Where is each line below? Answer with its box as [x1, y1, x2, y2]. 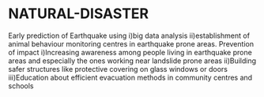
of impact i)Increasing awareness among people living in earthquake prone [8, 47, 253, 57]
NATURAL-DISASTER [8, 5, 149, 23]
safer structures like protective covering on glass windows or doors [8, 64, 228, 73]
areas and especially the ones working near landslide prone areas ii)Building [8, 56, 257, 65]
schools [8, 80, 34, 91]
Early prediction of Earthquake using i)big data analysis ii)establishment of [8, 31, 251, 40]
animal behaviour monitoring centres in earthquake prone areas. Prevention [8, 39, 255, 48]
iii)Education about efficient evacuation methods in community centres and [8, 73, 253, 82]
